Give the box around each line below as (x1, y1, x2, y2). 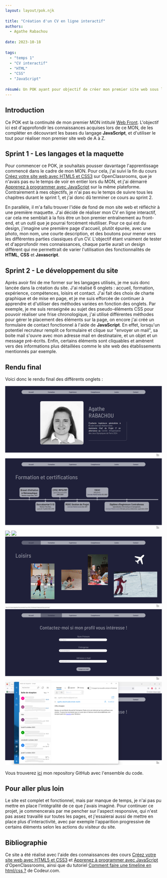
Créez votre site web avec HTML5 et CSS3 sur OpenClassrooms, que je (5, 174, 152, 179)
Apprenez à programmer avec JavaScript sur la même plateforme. (5, 184, 141, 190)
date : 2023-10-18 (5, 40, 41, 45)
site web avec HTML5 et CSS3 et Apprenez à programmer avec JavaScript (5, 857, 158, 863)
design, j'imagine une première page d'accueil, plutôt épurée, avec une (5, 225, 151, 231)
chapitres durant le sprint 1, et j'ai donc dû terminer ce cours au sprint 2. (5, 194, 153, 200)
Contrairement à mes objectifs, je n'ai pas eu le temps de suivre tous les (5, 189, 153, 195)
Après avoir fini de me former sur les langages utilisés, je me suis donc (5, 280, 150, 286)
